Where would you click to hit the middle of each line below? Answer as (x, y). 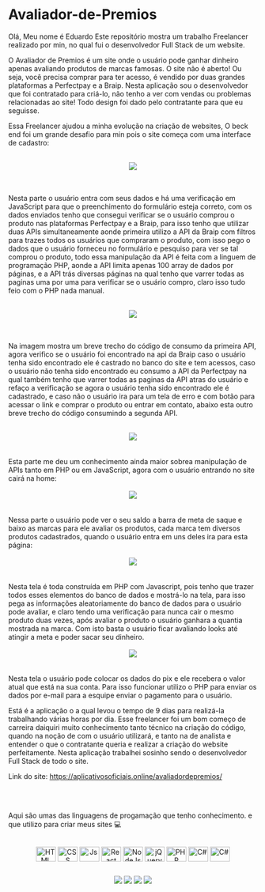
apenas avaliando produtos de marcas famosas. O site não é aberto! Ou (125, 68)
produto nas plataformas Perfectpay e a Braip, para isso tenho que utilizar (129, 223)
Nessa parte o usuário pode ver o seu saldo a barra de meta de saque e (125, 520)
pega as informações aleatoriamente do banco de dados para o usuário (125, 603)
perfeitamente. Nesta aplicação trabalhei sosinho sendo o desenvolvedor (128, 752)
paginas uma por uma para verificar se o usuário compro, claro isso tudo (127, 282)
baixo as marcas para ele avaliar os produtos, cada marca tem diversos (124, 528)
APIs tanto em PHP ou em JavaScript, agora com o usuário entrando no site (132, 470)
